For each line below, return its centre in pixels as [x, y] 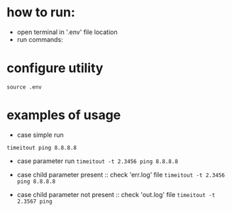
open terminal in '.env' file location [67, 32]
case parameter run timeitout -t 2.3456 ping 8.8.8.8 [98, 161]
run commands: [40, 39]
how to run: [41, 12]
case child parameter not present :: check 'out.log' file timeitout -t [116, 194]
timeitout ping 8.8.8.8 [42, 147]
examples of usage [64, 115]
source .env [24, 87]
